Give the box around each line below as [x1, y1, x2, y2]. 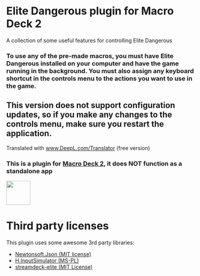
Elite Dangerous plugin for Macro [6, 4, 174, 18]
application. [6, 128, 52, 139]
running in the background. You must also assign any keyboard [6, 67, 194, 75]
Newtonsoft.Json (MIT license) [14, 250, 92, 257]
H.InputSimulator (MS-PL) [14, 257, 79, 264]
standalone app [6, 167, 53, 175]
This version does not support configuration [6, 100, 175, 110]
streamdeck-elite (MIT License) [14, 263, 93, 271]
